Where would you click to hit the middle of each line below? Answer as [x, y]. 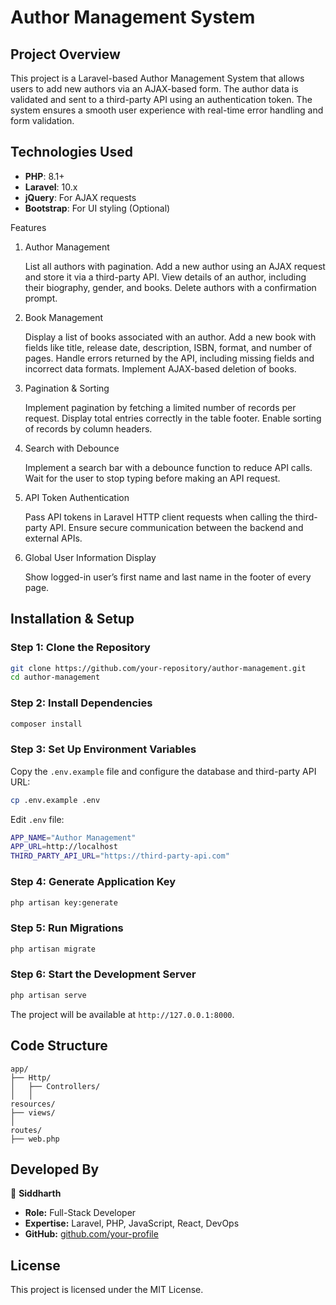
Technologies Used [71, 152]
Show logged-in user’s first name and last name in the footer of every [168, 577]
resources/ [33, 1104]
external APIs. [53, 538]
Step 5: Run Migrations [67, 928]
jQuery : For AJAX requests [80, 197]
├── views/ [33, 1112]
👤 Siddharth [36, 1193]
